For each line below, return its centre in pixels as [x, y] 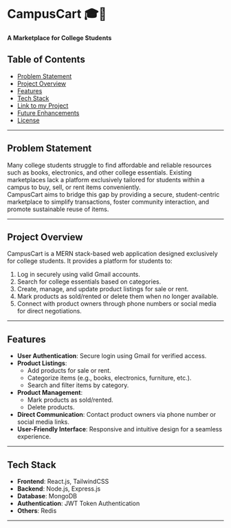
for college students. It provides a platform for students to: [90, 261]
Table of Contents [46, 60]
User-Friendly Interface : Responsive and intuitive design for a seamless [119, 429]
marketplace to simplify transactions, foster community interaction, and [108, 202]
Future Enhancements [48, 113]
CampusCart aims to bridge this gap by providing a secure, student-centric [113, 194]
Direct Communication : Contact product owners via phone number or [117, 415]
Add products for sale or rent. [69, 371]
